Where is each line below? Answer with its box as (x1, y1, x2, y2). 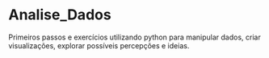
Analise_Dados (8, 6, 111, 24)
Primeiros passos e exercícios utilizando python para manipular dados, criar (8, 32, 261, 42)
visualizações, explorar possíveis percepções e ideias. (8, 40, 190, 50)
